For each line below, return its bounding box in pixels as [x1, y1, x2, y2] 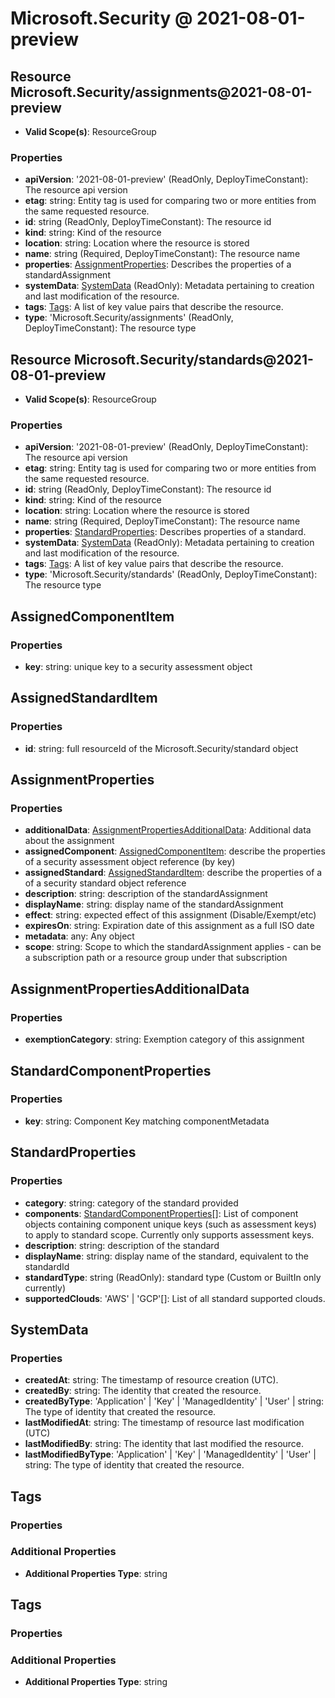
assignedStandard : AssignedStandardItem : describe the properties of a [24, 867, 323, 879]
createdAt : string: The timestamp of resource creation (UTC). [24, 1374, 279, 1386]
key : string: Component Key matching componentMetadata [24, 1115, 270, 1127]
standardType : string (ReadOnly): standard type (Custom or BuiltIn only [24, 1271, 322, 1283]
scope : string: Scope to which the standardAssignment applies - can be [24, 941, 322, 953]
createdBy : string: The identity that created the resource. [24, 1385, 262, 1397]
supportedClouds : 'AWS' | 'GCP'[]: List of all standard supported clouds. [24, 1292, 326, 1304]
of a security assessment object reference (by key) [24, 856, 236, 868]
